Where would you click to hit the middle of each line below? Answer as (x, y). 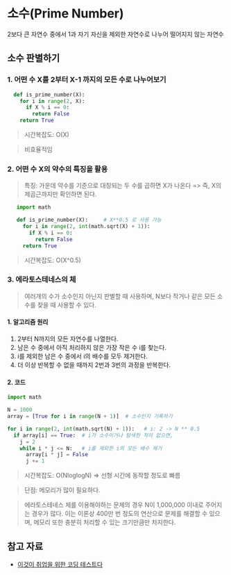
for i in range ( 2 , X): (52, 101)
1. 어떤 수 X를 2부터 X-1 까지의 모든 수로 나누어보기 (87, 80)
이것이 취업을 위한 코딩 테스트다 (60, 564)
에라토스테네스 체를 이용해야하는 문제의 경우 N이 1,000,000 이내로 (114, 505)
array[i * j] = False (57, 455)
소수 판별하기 (34, 58)
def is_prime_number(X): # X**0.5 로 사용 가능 (89, 220)
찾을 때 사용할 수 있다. (67, 305)
